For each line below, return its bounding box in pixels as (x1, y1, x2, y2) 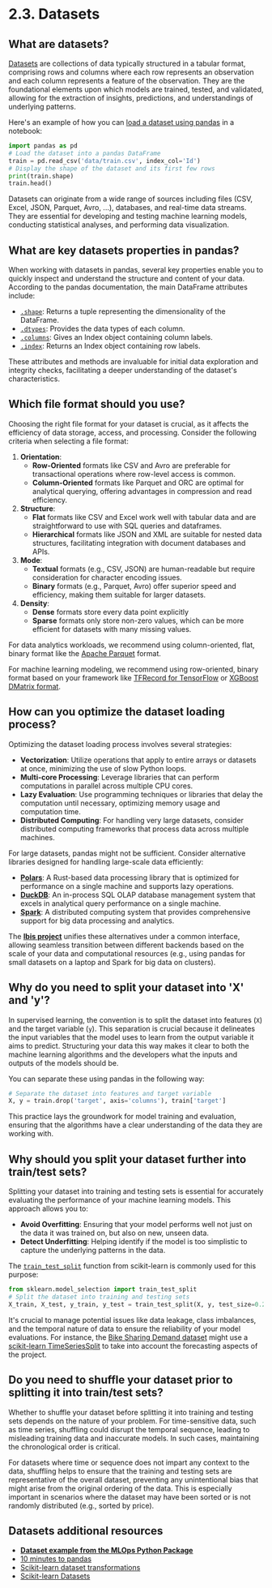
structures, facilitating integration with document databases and (32, 538, 246, 547)
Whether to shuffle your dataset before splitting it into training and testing (8, 1407, 253, 1417)
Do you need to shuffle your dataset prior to (8, 1373, 233, 1387)
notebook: (8, 127, 43, 135)
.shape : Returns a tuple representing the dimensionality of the (19, 307, 226, 316)
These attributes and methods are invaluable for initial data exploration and (8, 357, 259, 367)
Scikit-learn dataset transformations (19, 1563, 141, 1573)
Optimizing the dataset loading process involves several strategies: (8, 739, 232, 749)
